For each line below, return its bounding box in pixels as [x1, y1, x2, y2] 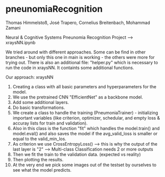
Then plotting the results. [12, 156, 64, 162]
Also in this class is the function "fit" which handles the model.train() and [12, 125, 160, 131]
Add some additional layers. [12, 99, 69, 105]
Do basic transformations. [12, 104, 65, 110]
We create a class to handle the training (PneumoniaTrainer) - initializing [12, 109, 158, 116]
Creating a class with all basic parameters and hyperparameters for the [12, 83, 157, 89]
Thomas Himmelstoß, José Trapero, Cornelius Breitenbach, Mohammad [5, 20, 150, 25]
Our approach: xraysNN [5, 74, 53, 80]
